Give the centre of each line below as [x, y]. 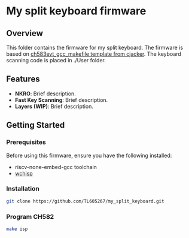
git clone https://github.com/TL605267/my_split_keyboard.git [85, 201]
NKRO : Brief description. [45, 94]
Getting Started [36, 125]
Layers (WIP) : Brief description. [54, 106]
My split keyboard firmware [76, 11]
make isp [17, 229]
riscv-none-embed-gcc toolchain [56, 167]
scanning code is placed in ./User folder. [56, 60]
